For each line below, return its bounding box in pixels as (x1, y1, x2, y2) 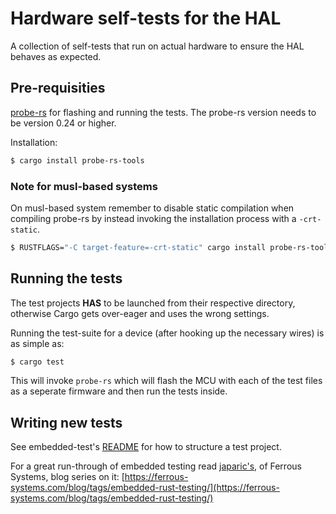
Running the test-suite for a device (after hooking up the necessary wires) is (10, 327, 325, 339)
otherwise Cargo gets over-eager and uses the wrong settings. (10, 307, 270, 319)
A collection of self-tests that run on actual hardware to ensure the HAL (10, 40, 305, 52)
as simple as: (10, 337, 65, 349)
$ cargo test (10, 357, 65, 367)
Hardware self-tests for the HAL (10, 7, 282, 30)
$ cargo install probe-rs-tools (10, 155, 145, 166)
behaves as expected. (10, 50, 102, 62)
